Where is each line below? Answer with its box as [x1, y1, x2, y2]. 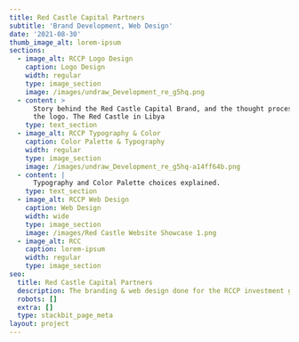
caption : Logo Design [25, 63, 105, 72]
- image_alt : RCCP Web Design [17, 195, 129, 205]
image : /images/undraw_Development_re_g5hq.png [25, 87, 205, 96]
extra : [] [17, 303, 53, 312]
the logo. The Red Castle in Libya [32, 112, 166, 121]
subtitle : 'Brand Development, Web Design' [9, 21, 174, 30]
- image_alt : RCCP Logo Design [17, 54, 133, 63]
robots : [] [17, 295, 58, 304]
